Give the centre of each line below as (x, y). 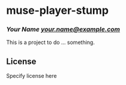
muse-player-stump (58, 11)
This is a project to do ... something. (50, 42)
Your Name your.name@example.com (63, 30)
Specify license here (31, 76)
